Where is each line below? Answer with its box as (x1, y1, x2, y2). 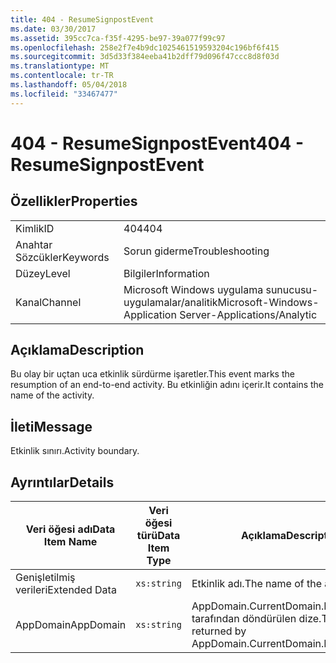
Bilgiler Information (123, 266, 210, 280)
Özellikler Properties (10, 193, 138, 210)
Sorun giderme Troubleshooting (123, 244, 270, 258)
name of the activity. (10, 389, 95, 401)
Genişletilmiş (15, 571, 76, 585)
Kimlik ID (15, 221, 55, 235)
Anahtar (15, 237, 53, 251)
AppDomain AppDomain (15, 618, 127, 632)
